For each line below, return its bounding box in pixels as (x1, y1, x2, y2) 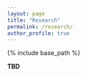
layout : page (7, 10, 45, 17)
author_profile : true (7, 29, 70, 37)
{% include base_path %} (7, 49, 81, 57)
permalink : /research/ (7, 23, 73, 30)
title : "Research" (7, 17, 61, 24)
